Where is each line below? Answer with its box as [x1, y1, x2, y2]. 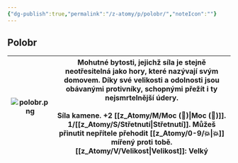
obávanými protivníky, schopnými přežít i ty [66, 84, 218, 94]
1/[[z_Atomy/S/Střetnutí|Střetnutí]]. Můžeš [67, 120, 216, 130]
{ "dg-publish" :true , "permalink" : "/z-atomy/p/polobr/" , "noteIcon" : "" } [7, 10, 217, 18]
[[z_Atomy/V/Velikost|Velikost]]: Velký [75, 146, 209, 156]
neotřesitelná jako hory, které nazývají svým [64, 67, 219, 77]
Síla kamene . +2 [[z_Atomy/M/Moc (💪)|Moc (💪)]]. [57, 111, 227, 120]
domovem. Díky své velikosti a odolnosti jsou [63, 75, 220, 85]
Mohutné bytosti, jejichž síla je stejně [77, 57, 207, 67]
